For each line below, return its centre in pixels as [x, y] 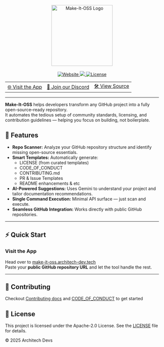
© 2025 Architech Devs [29, 340]
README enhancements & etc [50, 183]
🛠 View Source [112, 86]
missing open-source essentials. [45, 152]
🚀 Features [22, 135]
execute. [21, 204]
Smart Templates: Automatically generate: [55, 157]
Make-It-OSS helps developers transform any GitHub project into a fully [77, 105]
